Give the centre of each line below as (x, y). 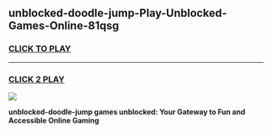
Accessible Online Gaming (54, 120)
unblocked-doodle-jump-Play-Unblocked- (118, 13)
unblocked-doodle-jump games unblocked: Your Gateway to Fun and (127, 111)
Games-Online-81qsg (64, 26)
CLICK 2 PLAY (36, 79)
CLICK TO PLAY (40, 49)
